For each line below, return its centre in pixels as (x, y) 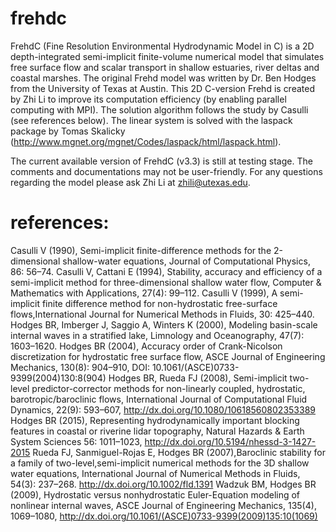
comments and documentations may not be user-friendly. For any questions (166, 171)
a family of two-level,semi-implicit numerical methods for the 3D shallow (160, 463)
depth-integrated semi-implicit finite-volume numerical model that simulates (167, 56)
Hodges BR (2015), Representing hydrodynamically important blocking (155, 420)
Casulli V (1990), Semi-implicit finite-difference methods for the (141, 250)
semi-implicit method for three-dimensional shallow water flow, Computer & (166, 282)
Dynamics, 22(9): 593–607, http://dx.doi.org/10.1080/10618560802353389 (163, 409)
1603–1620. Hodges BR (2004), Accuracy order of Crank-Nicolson (146, 346)
